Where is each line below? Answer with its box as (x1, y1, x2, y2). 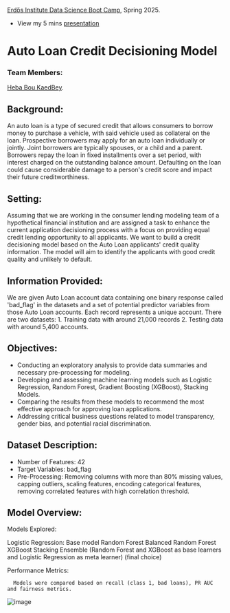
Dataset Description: (7, 439, 97, 451)
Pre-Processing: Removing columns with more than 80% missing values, (16, 472, 223, 481)
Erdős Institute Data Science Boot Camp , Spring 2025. (7, 6, 161, 14)
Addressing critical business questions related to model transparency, (16, 412, 215, 420)
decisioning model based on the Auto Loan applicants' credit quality (7, 240, 200, 249)
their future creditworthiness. (7, 173, 90, 181)
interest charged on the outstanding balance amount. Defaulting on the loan (7, 158, 222, 167)
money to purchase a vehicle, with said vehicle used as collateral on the (7, 129, 211, 137)
